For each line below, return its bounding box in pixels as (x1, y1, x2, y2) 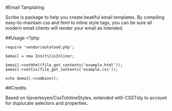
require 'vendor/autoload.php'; (5, 45, 74, 50)
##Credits (5, 85, 27, 91)
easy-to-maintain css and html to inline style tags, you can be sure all (5, 20, 152, 25)
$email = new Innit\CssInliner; (5, 53, 74, 59)
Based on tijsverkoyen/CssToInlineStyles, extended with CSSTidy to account (5, 95, 167, 101)
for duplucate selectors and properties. (5, 100, 88, 106)
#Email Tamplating (5, 5, 45, 10)
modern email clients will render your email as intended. (5, 25, 124, 31)
